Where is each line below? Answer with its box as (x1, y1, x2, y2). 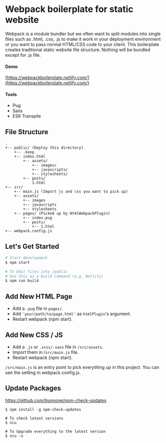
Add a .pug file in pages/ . (12, 305, 63, 311)
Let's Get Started (5, 242, 59, 251)
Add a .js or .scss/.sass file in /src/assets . (12, 344, 104, 350)
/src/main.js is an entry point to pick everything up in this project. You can (5, 364, 160, 370)
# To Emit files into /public (5, 269, 68, 274)
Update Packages (5, 384, 61, 392)
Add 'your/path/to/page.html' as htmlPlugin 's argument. (12, 311, 131, 317)
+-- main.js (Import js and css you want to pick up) (14, 189, 128, 194)
